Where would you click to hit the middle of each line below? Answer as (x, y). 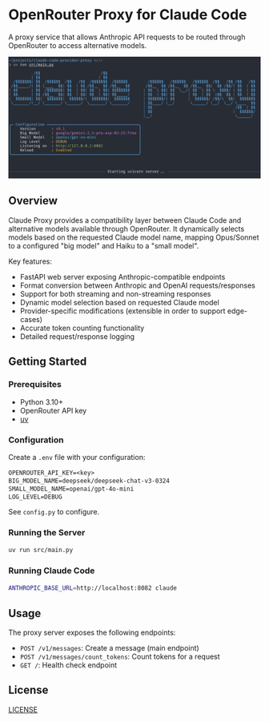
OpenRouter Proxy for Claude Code (128, 15)
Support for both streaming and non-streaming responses (115, 293)
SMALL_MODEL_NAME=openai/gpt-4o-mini (71, 489)
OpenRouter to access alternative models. (78, 45)
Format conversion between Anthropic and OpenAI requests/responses (138, 285)
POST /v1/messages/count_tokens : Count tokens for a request (120, 657)
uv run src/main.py (41, 551)
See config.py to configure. (54, 511)
